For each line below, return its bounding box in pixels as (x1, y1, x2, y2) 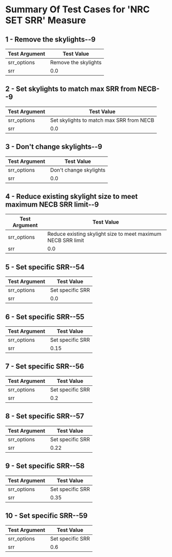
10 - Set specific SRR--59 (5, 511, 88, 520)
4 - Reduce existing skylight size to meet (5, 192, 138, 201)
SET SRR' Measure (5, 14, 86, 26)
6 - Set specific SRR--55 (5, 312, 84, 321)
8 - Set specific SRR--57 (5, 412, 84, 421)
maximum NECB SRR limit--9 (5, 200, 99, 209)
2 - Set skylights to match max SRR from (5, 85, 137, 94)
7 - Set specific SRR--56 (5, 362, 84, 371)
